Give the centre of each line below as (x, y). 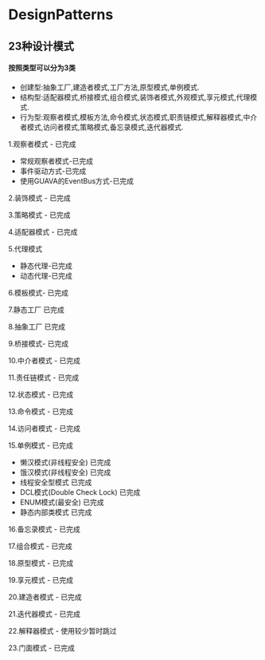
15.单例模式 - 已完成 (41, 445)
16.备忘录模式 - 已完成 (45, 529)
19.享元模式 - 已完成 (41, 579)
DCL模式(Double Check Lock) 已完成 (80, 492)
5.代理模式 (25, 248)
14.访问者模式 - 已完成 (45, 428)
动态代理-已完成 (46, 275)
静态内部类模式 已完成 (56, 512)
